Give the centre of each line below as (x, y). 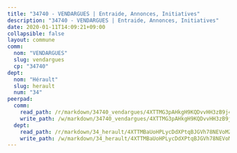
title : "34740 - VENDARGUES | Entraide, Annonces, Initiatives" (104, 14)
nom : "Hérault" (36, 79)
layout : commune (31, 40)
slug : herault (34, 86)
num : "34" (28, 92)
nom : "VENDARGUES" (41, 54)
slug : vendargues (39, 60)
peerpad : (20, 99)
